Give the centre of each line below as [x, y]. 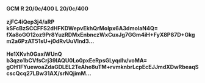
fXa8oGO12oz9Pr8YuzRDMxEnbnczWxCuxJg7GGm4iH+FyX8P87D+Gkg [101, 35]
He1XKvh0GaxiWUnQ [34, 54]
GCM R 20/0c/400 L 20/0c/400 [47, 8]
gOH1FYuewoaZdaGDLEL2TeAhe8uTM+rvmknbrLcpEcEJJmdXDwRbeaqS [103, 67]
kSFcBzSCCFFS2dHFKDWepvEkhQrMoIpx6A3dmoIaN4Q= [82, 28]
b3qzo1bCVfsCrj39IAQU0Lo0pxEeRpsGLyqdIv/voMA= [77, 61]
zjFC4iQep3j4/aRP [31, 22]
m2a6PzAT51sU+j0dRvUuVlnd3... [50, 41]
